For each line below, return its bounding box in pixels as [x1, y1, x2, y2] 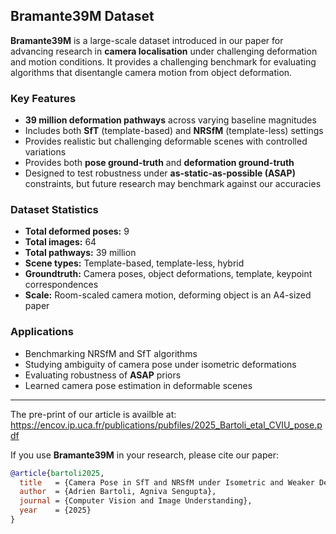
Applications [10, 325, 74, 339]
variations [24, 146, 67, 158]
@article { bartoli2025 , [10, 468, 105, 478]
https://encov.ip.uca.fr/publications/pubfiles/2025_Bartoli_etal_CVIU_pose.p [10, 419, 323, 431]
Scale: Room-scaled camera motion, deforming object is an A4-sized [24, 289, 312, 301]
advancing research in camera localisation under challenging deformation [10, 45, 318, 57]
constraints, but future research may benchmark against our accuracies [24, 178, 322, 190]
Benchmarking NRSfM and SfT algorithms [24, 347, 198, 359]
